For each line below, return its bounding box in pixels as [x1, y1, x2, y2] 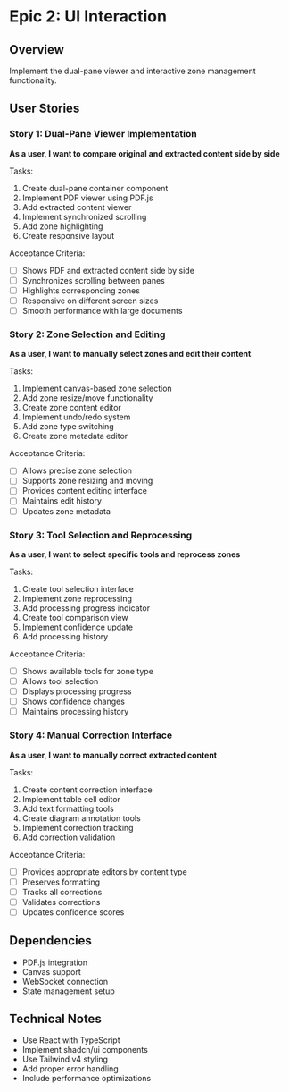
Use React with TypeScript [21, 1035, 120, 1045]
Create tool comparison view [21, 612, 128, 622]
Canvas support [21, 966, 82, 977]
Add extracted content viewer [21, 201, 132, 212]
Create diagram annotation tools [21, 812, 141, 824]
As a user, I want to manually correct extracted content [9, 749, 217, 760]
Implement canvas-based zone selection [21, 383, 172, 394]
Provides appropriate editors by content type [21, 866, 187, 877]
